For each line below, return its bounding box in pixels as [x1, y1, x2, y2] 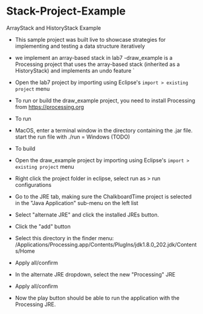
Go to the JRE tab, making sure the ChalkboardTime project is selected [14, 192, 192, 200]
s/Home [14, 247, 35, 255]
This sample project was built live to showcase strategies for [14, 36, 166, 43]
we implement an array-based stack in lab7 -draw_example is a [14, 54, 173, 61]
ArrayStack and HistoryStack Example [6, 24, 101, 31]
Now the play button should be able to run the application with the [14, 294, 180, 301]
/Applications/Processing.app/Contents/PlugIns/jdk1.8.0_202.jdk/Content [14, 241, 197, 248]
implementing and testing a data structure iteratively [14, 42, 145, 50]
